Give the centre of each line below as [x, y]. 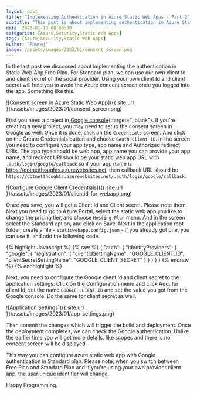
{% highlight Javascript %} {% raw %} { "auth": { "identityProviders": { [91, 247]
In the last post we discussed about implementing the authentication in [91, 66]
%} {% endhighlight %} [34, 266]
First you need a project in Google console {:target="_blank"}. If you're [91, 120]
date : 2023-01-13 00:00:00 [39, 28]
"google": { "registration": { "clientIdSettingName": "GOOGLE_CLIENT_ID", [95, 253]
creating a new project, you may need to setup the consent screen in [89, 126]
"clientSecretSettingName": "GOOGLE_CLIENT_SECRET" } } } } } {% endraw [98, 260]
